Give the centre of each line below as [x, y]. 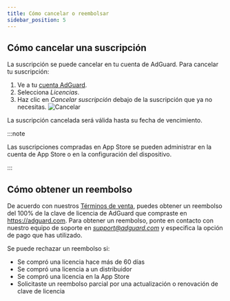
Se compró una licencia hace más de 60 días [81, 262]
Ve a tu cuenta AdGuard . [52, 85]
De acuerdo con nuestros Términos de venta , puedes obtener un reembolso [115, 206]
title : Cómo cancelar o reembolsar [58, 13]
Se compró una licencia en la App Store [73, 277]
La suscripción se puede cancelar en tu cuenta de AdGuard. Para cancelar [113, 64]
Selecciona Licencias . [48, 92]
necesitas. [32, 107]
